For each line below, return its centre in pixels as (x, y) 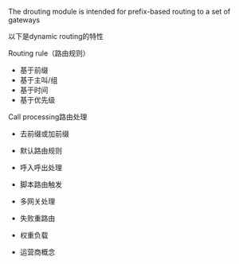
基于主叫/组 (39, 80)
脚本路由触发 (41, 184)
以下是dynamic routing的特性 (56, 36)
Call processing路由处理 (48, 117)
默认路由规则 (41, 151)
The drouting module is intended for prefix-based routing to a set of (119, 12)
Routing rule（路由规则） (49, 53)
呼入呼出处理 (41, 167)
